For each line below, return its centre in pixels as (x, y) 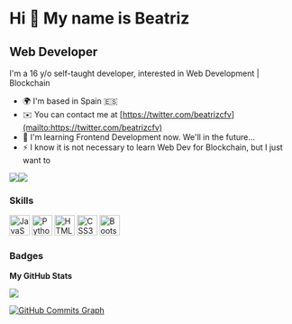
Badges (26, 256)
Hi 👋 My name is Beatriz (100, 19)
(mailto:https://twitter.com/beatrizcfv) (92, 127)
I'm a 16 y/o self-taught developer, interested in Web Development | (134, 73)
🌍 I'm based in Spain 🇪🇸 (70, 101)
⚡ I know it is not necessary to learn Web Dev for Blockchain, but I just (153, 147)
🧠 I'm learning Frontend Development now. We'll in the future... (138, 137)
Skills (22, 200)
